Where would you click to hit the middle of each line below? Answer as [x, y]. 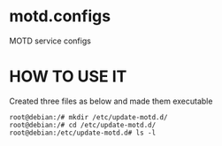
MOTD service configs [50, 41]
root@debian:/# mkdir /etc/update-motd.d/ [88, 117]
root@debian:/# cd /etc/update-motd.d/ [83, 125]
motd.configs [60, 16]
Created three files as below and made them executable [111, 101]
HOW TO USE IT [68, 77]
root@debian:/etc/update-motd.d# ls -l [83, 133]
